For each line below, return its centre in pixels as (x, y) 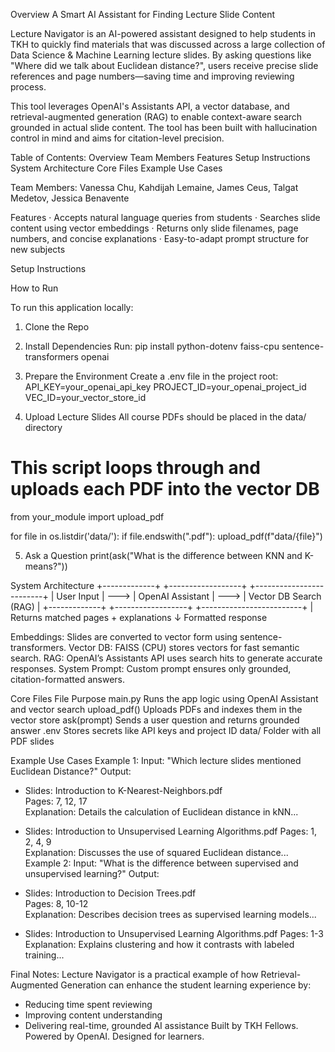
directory (43, 427)
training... (44, 955)
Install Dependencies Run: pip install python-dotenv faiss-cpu (152, 346)
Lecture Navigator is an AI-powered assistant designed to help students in (163, 33)
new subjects (38, 249)
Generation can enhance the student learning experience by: (186, 985)
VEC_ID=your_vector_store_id (85, 397)
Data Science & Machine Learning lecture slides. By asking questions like (161, 55)
